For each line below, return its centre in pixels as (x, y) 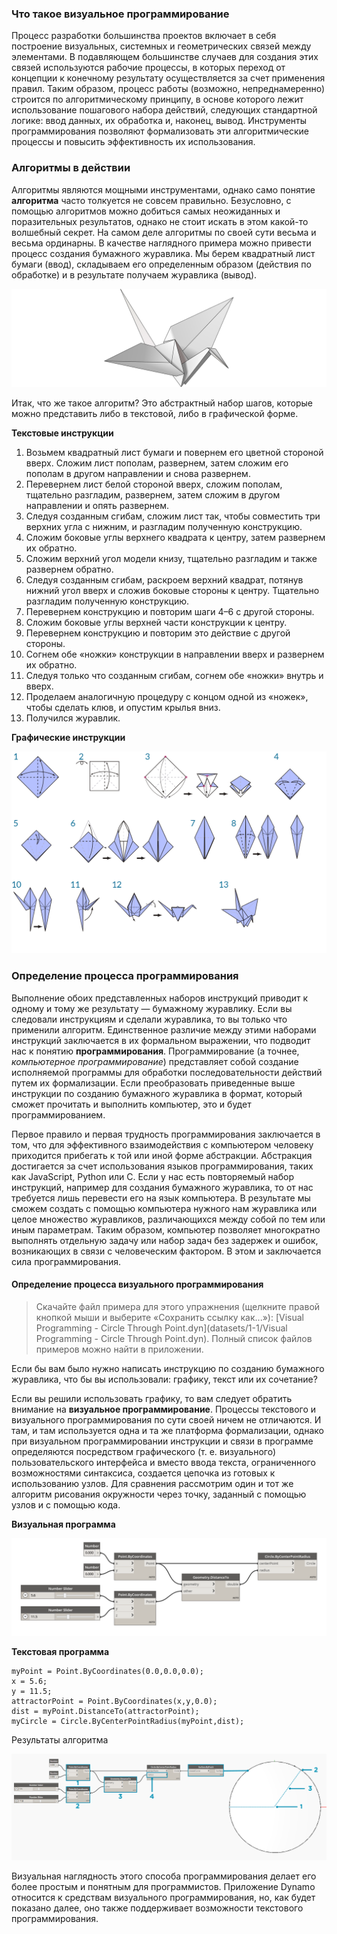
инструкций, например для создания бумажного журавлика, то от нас (162, 1187)
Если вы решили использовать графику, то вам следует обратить (152, 1398)
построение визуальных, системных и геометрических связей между (161, 46)
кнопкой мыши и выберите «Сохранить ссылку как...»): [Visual (169, 1317)
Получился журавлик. (73, 718)
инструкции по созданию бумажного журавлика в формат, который (157, 1093)
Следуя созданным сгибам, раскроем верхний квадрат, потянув (164, 580)
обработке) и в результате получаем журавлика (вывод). (134, 274)
